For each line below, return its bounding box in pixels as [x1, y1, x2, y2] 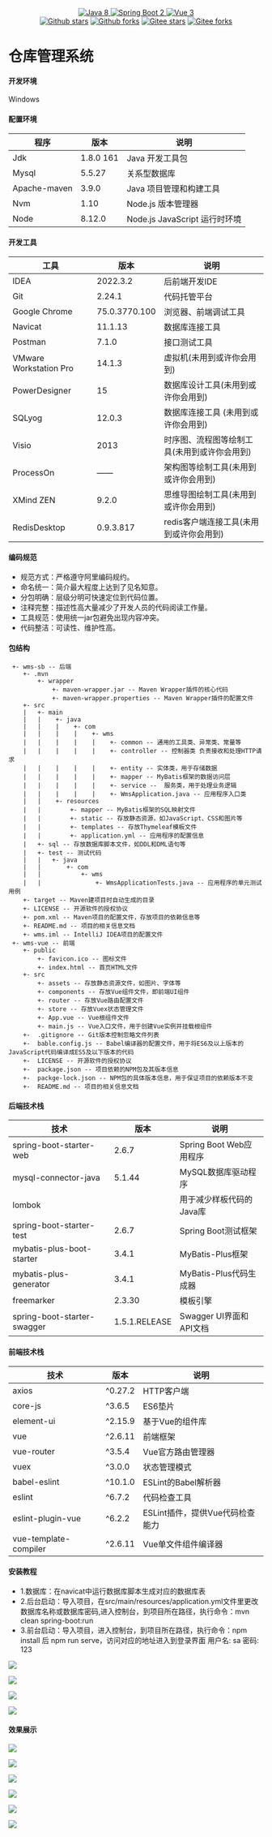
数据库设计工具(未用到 [164, 379, 249, 390]
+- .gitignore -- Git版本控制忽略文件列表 [23, 1031, 159, 1039]
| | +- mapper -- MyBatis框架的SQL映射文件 [23, 806, 196, 815]
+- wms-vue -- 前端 [11, 940, 75, 948]
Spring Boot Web [179, 1139, 244, 1151]
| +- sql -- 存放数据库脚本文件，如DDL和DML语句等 [23, 841, 186, 849]
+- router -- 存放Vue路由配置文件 [37, 996, 144, 1005]
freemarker [12, 1295, 55, 1306]
